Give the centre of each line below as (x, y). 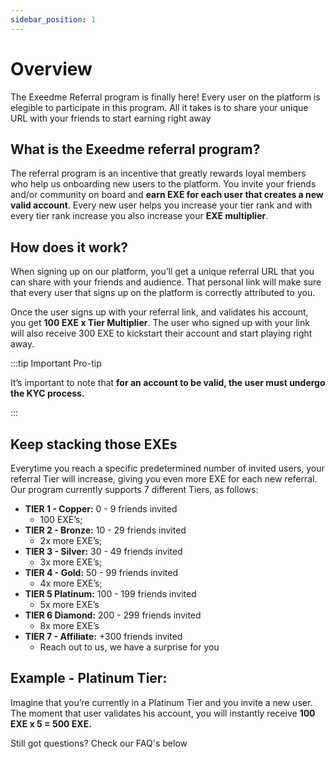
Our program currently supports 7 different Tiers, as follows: (134, 489)
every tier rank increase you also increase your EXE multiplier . (139, 216)
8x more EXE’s (69, 625)
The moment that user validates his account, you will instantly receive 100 (163, 713)
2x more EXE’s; (71, 540)
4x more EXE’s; (71, 583)
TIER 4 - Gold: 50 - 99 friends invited (101, 572)
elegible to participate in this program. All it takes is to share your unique (159, 107)
